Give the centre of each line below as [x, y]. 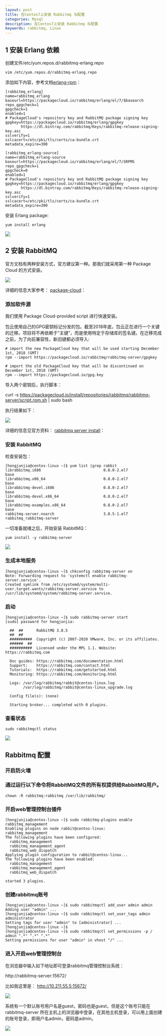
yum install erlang [25, 225]
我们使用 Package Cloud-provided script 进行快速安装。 [63, 316]
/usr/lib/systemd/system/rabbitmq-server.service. [59, 593]
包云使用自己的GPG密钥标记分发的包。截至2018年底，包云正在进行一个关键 [83, 327]
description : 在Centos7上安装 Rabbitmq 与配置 [52, 24]
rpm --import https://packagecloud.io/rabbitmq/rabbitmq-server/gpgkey [81, 357]
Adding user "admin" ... [31, 910]
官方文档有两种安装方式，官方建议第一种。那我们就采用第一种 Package [78, 263]
